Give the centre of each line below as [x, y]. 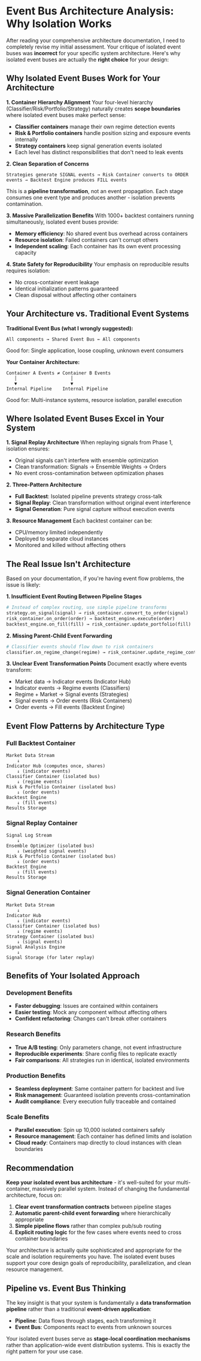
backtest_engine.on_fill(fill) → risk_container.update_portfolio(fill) [99, 624]
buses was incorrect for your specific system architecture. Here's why [93, 53]
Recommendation [40, 1168]
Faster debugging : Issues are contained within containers [86, 1006]
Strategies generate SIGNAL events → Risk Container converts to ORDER [97, 175]
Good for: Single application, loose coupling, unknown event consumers [95, 350]
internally [26, 139]
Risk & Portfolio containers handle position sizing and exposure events [103, 133]
